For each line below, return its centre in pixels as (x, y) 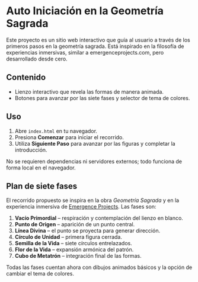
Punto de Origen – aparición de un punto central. (75, 225)
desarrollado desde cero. (37, 59)
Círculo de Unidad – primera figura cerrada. (68, 237)
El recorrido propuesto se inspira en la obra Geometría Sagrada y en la (93, 200)
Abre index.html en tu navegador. (56, 131)
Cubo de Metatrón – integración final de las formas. (78, 256)
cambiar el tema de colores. (40, 274)
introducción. (31, 150)
